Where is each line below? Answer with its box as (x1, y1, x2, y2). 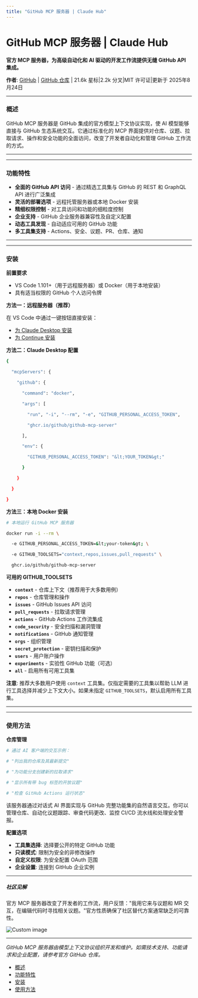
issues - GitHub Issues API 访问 (14, 601, 92, 608)
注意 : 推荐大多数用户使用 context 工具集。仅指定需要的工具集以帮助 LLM (6, 679, 182, 687)
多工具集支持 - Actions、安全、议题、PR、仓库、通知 (14, 228, 143, 235)
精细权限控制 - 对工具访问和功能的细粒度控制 (14, 205, 124, 213)
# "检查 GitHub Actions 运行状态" (6, 790, 85, 796)
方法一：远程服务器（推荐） (6, 301, 74, 309)
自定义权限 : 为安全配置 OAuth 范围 (14, 856, 98, 863)
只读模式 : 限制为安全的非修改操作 (14, 848, 95, 856)
